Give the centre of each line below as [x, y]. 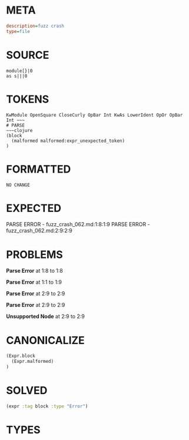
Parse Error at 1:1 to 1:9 [34, 282]
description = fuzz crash [35, 26]
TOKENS [28, 99]
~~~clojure [19, 130]
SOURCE [28, 55]
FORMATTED [39, 169]
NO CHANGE [18, 185]
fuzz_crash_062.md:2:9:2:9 [39, 231]
